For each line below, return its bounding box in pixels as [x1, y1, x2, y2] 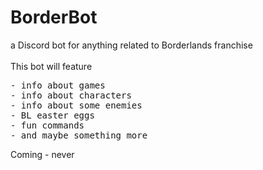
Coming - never [10, 148, 75, 160]
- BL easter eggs [10, 109, 95, 121]
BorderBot [10, 6, 98, 29]
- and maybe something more [10, 129, 148, 141]
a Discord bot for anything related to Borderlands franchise [10, 39, 253, 51]
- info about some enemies [10, 99, 143, 111]
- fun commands [10, 119, 85, 131]
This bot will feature [10, 60, 93, 72]
